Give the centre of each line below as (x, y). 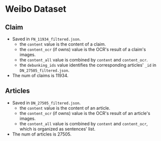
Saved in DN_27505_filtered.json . (46, 103)
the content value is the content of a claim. (63, 44)
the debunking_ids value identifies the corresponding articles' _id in (88, 65)
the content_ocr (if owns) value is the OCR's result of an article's (85, 113)
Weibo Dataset (36, 9)
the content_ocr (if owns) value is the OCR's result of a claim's (83, 49)
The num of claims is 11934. (40, 75)
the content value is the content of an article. (65, 108)
